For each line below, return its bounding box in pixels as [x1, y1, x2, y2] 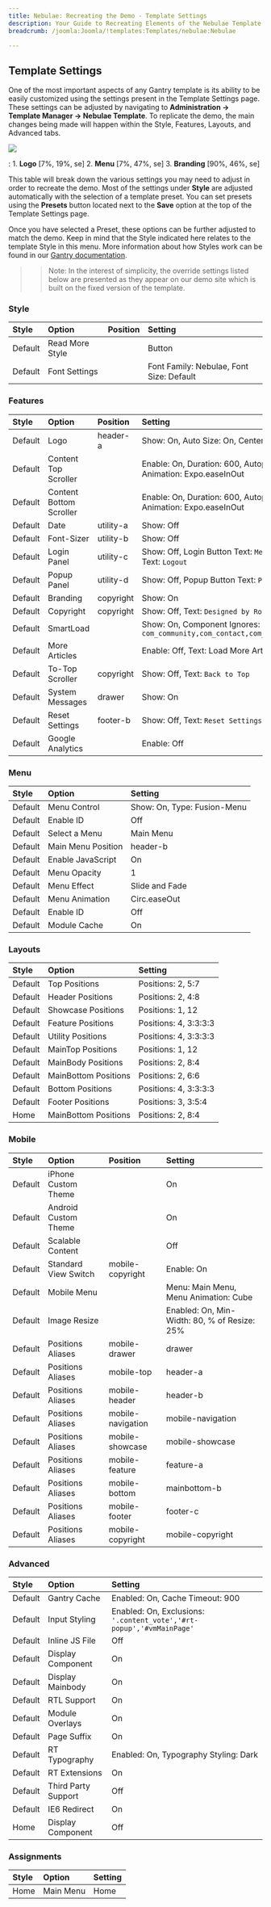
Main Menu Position [48, 841, 123, 852]
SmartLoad [48, 623, 90, 634]
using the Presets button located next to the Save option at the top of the [8, 200, 252, 210]
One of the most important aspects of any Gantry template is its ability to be [8, 86, 261, 95]
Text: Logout [141, 556, 188, 567]
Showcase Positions [48, 1005, 125, 1016]
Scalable [48, 1235, 81, 1246]
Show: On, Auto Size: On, [141, 435, 236, 446]
